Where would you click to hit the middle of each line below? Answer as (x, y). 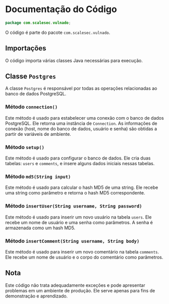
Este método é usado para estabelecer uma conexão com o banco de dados (84, 118)
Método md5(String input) (38, 176)
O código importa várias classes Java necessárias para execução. (74, 60)
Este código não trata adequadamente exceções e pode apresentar (75, 285)
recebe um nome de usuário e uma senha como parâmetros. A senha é (79, 222)
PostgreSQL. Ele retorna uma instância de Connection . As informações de (81, 123)
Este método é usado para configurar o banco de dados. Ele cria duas (78, 158)
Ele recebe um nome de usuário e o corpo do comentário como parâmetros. (84, 257)
